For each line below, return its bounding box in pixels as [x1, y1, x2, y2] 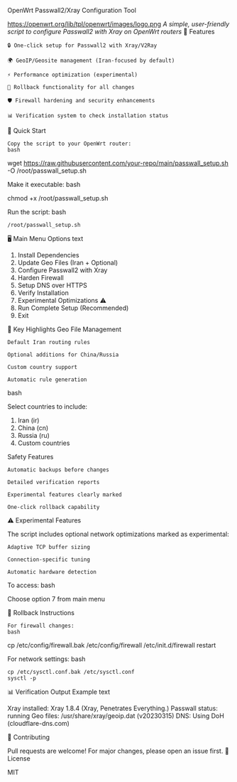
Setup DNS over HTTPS [17, 281, 87, 289]
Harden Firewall [17, 274, 64, 282]
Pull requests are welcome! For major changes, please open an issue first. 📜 [7, 746, 229, 755]
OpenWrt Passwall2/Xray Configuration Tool [7, 6, 137, 14]
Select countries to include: [7, 402, 87, 411]
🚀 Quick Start [7, 127, 46, 134]
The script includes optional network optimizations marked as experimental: [7, 530, 229, 538]
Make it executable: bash [7, 181, 81, 188]
